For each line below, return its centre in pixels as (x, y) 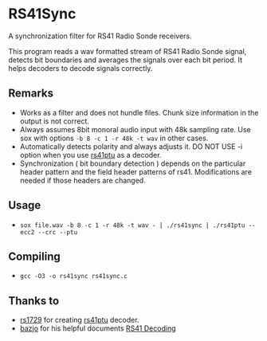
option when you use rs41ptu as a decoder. (90, 155)
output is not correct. (55, 121)
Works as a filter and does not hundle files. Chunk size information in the (139, 112)
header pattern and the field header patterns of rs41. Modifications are (136, 171)
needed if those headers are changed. (82, 180)
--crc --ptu (58, 232)
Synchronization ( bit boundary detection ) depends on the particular (133, 163)
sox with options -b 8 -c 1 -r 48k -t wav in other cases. (114, 138)
